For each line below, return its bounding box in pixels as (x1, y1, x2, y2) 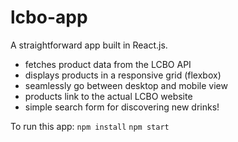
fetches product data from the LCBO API (24, 58, 192, 70)
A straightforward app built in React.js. (10, 39, 168, 51)
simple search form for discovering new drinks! (24, 101, 220, 113)
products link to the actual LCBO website (24, 90, 193, 102)
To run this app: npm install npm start (10, 120, 170, 132)
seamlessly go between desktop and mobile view (24, 79, 228, 91)
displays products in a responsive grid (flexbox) (24, 69, 222, 81)
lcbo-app (10, 6, 88, 29)
